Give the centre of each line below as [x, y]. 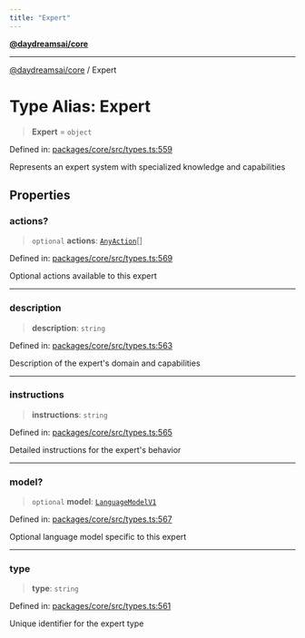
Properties [40, 195]
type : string [55, 589]
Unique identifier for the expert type [77, 623]
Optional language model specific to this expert [98, 537]
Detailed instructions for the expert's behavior [95, 449]
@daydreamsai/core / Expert [63, 70]
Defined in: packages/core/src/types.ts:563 [91, 345]
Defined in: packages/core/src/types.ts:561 [90, 606]
